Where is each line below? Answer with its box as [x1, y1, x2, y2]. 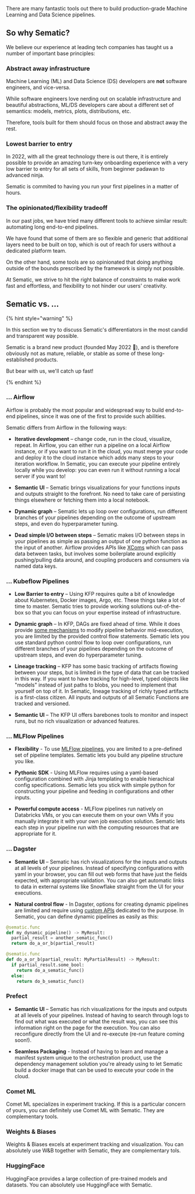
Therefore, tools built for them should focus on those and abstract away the [6, 119, 187, 126]
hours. [6, 189, 22, 196]
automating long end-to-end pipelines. [6, 223, 99, 230]
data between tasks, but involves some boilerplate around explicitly [14, 550, 176, 557]
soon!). [14, 1036, 32, 1043]
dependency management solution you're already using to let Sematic [14, 1060, 183, 1067]
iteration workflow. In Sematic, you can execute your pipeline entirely [14, 460, 180, 467]
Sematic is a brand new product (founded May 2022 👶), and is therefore [6, 343, 179, 350]
